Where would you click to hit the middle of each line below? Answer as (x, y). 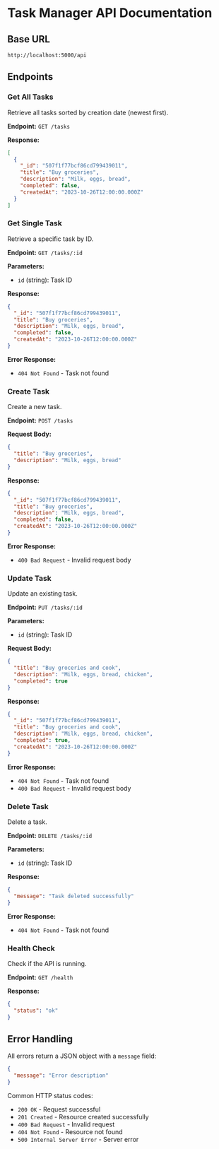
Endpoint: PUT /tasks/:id (45, 607)
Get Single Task (35, 223)
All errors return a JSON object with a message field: (82, 1056)
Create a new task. (35, 407)
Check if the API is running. (47, 963)
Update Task (29, 578)
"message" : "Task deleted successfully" (74, 896)
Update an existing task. (42, 594)
